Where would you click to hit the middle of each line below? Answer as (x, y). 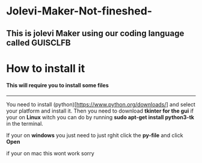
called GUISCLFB (38, 42)
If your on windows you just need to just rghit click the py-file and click (95, 135)
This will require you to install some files (58, 85)
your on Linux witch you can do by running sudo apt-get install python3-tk (100, 117)
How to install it (46, 68)
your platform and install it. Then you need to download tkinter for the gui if (100, 111)
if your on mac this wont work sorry (50, 153)
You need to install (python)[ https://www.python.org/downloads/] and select (101, 104)
